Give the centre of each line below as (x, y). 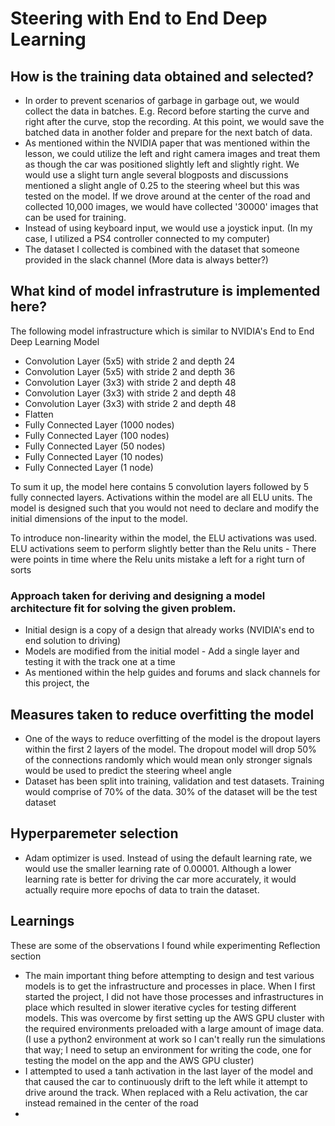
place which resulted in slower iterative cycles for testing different (160, 1007)
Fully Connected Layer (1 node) (89, 467)
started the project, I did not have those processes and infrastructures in (174, 996)
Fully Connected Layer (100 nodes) (97, 435)
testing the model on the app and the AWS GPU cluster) (139, 1060)
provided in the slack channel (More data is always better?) (146, 260)
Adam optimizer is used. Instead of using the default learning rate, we (168, 858)
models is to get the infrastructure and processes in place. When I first (170, 986)
